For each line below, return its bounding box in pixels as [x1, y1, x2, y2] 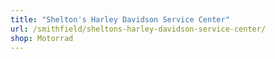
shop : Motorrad [10, 33, 74, 43]
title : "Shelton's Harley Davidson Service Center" [10, 14, 230, 25]
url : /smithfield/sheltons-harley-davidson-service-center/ [10, 24, 267, 34]
